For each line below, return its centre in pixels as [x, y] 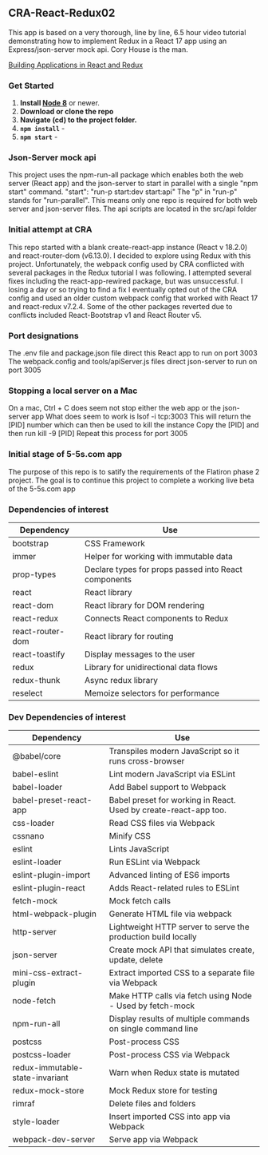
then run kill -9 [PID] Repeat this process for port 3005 [98, 434]
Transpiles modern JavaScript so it [174, 752]
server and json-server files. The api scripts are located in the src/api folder [132, 209]
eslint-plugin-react [49, 888]
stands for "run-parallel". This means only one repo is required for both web [133, 200]
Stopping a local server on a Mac [73, 391]
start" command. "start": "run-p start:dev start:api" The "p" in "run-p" [123, 192]
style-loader [36, 1121]
